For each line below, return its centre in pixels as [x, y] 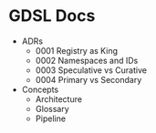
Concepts [40, 89]
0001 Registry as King [76, 50]
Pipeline [50, 118]
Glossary [52, 108]
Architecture [59, 99]
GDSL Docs [52, 16]
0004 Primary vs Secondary [88, 79]
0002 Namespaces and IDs [87, 60]
